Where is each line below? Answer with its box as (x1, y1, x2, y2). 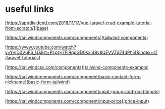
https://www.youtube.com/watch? (6, 44, 76, 50)
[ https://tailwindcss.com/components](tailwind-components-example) (5, 64, 149, 70)
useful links (5, 3, 55, 15)
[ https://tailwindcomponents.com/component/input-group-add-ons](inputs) (5, 88, 160, 94)
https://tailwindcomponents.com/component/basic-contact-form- (6, 73, 141, 79)
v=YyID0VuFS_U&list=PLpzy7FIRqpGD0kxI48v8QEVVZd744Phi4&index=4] (5, 49, 158, 55)
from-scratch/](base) (5, 25, 49, 31)
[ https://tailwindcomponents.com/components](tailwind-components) (5, 35, 148, 40)
